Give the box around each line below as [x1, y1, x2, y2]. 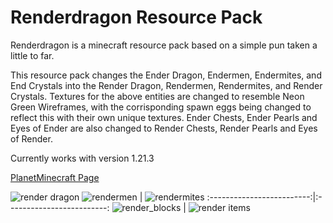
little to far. [10, 49, 55, 61]
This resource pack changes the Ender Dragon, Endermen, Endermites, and [10, 69, 322, 81]
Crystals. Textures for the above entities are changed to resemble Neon [10, 90, 305, 102]
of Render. [10, 132, 53, 145]
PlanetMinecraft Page [10, 171, 100, 183]
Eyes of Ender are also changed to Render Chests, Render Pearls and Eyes [10, 122, 318, 134]
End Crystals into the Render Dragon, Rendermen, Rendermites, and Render [10, 79, 323, 91]
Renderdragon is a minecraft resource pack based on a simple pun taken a [10, 39, 318, 51]
